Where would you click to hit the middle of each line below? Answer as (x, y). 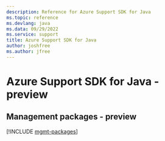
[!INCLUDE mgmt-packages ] (42, 131)
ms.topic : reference (33, 18)
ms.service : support (33, 35)
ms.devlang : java (28, 23)
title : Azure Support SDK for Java (51, 40)
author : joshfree (28, 46)
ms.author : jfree (28, 52)
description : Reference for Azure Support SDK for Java (79, 12)
